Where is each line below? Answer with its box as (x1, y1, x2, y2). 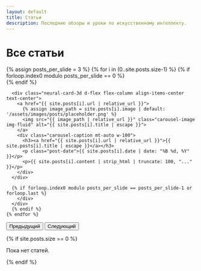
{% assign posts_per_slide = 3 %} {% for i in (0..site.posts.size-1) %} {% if (6, 66, 190, 73)
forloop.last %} (6, 190, 47, 196)
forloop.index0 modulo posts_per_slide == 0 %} (6, 72, 125, 79)
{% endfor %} (6, 211, 39, 217)
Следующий (47, 223, 76, 229)
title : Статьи (6, 14, 42, 20)
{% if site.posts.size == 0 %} (6, 235, 78, 243)
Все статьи (6, 46, 64, 60)
